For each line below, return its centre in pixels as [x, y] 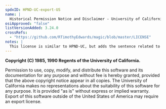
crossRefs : [16, 33]
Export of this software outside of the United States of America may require [82, 96]
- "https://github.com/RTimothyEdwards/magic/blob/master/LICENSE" [81, 37]
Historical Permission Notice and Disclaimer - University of [75, 19]
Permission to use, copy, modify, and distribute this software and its [74, 70]
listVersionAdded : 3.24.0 [32, 28]
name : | [13, 14]
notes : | [14, 42]
